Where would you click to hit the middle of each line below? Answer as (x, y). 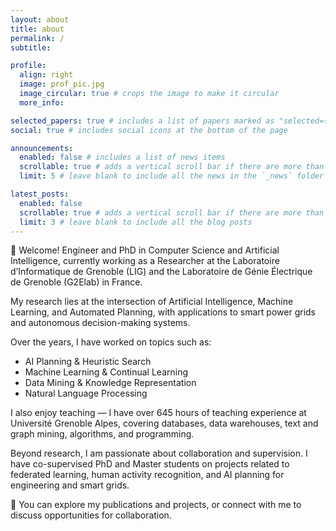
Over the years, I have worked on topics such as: (111, 342)
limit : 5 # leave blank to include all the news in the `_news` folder (172, 176)
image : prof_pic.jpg (62, 84)
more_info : (42, 102)
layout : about (40, 19)
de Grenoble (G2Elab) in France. (76, 282)
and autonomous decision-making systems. (100, 323)
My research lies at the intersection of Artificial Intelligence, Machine (152, 302)
